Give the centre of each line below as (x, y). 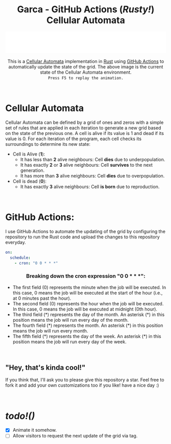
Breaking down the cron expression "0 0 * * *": (86, 276)
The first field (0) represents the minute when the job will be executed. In (89, 287)
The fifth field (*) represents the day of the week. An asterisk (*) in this (87, 336)
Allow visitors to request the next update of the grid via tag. (75, 436)
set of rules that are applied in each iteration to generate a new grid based (83, 128)
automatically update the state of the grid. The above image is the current (86, 66)
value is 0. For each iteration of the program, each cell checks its (74, 139)
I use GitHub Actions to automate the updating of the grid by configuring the (86, 231)
